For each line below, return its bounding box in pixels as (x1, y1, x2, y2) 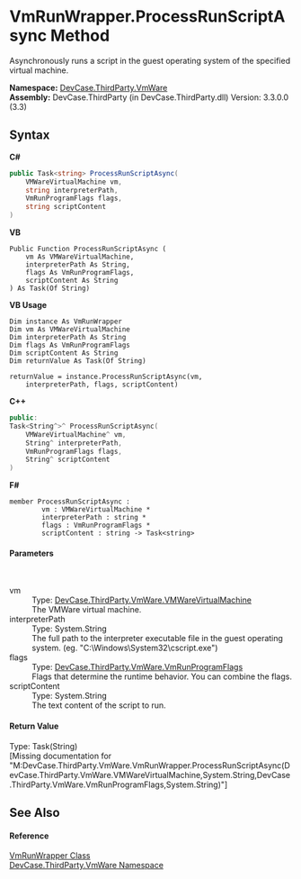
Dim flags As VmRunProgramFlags (9, 340, 130, 349)
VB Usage (9, 300, 48, 310)
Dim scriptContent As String (9, 349, 119, 358)
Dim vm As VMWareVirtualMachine (9, 325, 130, 334)
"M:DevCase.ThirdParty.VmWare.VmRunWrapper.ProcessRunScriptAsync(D (9, 759, 290, 771)
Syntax (9, 128, 50, 143)
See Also (9, 804, 60, 820)
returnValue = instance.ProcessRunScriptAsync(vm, (9, 372, 203, 381)
